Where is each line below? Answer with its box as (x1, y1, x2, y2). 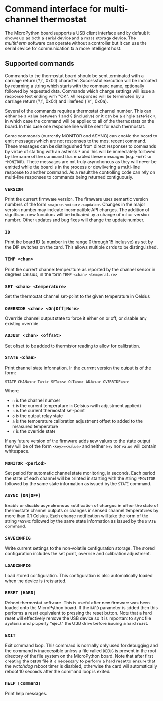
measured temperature (12, 423, 58, 429)
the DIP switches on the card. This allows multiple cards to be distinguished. (5, 244, 158, 250)
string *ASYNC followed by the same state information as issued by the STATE (5, 518, 156, 524)
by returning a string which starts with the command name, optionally (5, 83, 145, 89)
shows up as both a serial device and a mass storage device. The (5, 35, 136, 41)
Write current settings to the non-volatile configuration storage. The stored (5, 545, 155, 551)
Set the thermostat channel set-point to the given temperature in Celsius (5, 293, 150, 299)
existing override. (5, 321, 40, 327)
